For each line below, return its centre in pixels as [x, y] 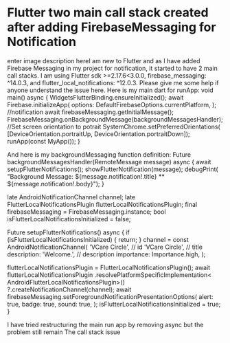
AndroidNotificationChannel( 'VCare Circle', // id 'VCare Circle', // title [105, 247]
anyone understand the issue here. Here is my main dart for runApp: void [111, 90]
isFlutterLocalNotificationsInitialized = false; [69, 219]
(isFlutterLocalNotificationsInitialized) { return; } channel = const [98, 239]
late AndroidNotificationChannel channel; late [71, 197]
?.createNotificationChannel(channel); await [69, 289]
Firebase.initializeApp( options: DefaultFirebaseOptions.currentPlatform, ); [112, 104]
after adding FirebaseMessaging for [112, 27]
